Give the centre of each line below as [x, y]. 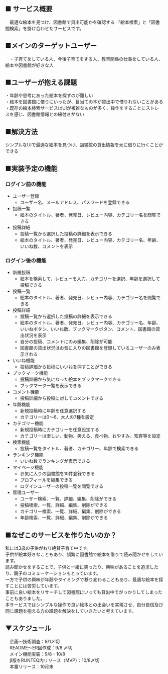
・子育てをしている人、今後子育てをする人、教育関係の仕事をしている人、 [86, 59]
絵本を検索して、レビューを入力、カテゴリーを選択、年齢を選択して [90, 279]
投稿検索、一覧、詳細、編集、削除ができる [64, 505]
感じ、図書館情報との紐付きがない [49, 114]
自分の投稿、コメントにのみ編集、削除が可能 [66, 342]
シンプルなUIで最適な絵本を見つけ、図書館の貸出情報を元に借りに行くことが [84, 145]
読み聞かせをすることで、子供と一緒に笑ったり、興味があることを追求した [82, 567]
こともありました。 [25, 599]
